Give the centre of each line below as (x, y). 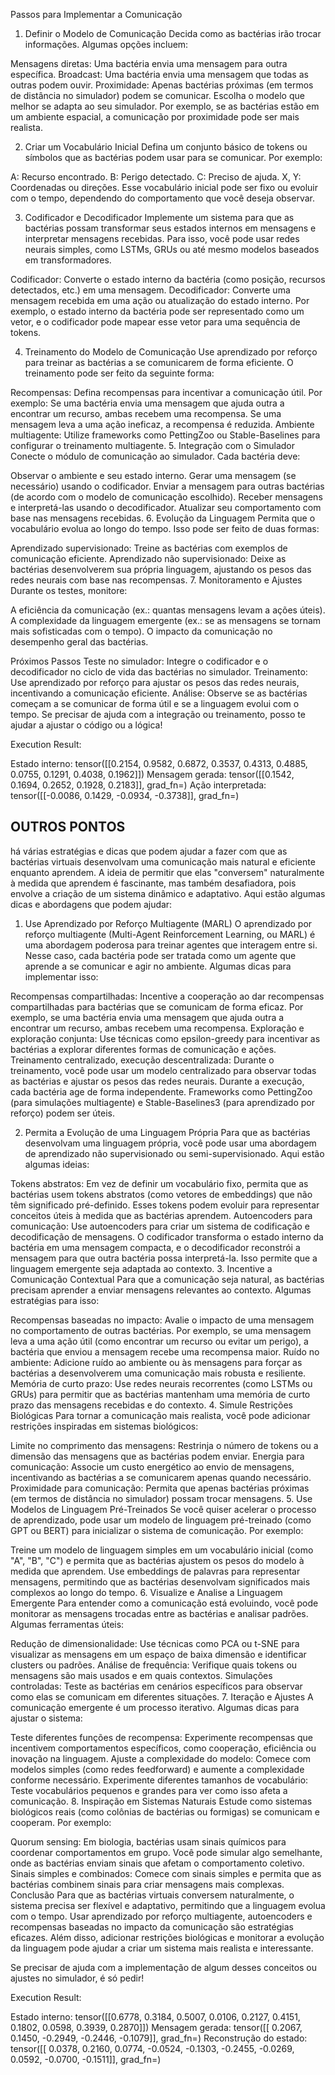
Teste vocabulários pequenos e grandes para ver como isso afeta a (149, 1790)
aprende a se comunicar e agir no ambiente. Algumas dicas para (158, 966)
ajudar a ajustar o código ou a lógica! (86, 725)
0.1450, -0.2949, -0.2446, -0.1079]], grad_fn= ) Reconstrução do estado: (159, 2038)
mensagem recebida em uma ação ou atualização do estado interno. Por (160, 300)
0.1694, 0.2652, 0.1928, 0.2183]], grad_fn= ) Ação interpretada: (138, 785)
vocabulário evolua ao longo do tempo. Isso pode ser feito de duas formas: (165, 528)
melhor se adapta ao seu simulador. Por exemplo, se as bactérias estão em (165, 106)
